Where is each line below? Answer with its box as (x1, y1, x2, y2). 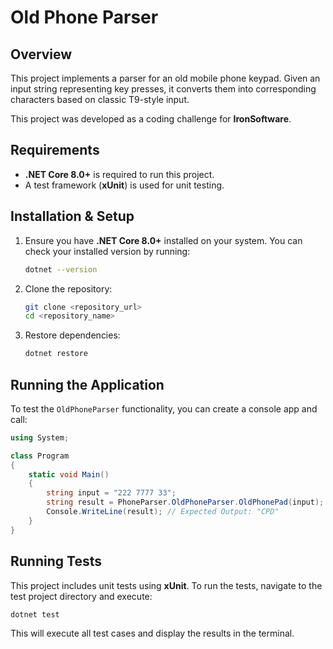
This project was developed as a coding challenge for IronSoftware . (10, 113, 292, 125)
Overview (10, 46, 73, 63)
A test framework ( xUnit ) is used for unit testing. (24, 179, 225, 191)
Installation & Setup (10, 208, 135, 225)
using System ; (10, 432, 70, 443)
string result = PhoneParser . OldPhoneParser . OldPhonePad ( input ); (46, 497, 325, 508)
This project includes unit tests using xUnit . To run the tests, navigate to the (10, 579, 323, 591)
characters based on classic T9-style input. (10, 94, 190, 105)
